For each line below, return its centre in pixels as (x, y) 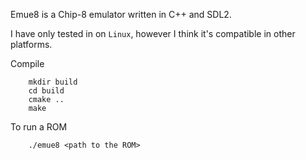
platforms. (31, 44)
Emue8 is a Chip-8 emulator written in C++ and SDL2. (121, 14)
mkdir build (53, 82)
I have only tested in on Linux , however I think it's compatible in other (153, 33)
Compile (27, 63)
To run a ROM (39, 127)
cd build (46, 91)
